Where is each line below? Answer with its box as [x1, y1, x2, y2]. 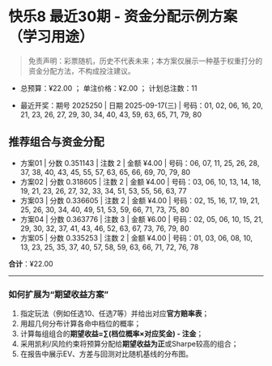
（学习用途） [8, 28, 95, 46]
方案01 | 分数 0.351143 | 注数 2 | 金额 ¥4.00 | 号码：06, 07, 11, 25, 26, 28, [19, 158, 260, 168]
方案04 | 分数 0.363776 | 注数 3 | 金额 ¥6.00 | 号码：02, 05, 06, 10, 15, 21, [19, 214, 264, 223]
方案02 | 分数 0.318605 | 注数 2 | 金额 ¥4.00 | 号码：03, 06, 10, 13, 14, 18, [19, 177, 261, 186]
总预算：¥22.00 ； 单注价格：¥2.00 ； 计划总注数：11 [19, 83, 198, 93]
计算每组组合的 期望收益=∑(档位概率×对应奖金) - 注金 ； [19, 329, 204, 338]
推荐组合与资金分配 [8, 135, 104, 149]
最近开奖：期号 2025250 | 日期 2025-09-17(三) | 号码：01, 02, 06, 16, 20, [19, 100, 263, 110]
